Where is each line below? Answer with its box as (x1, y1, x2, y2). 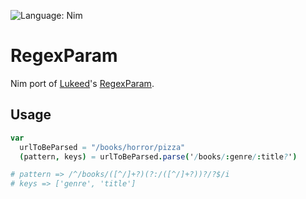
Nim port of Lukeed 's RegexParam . (10, 77, 155, 89)
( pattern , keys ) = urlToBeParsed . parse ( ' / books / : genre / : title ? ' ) (19, 151, 298, 162)
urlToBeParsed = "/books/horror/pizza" (19, 142, 186, 152)
